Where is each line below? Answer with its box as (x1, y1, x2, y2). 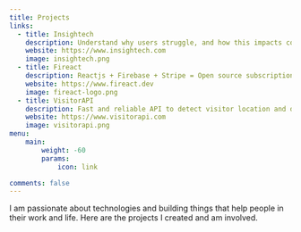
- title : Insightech (17, 29, 94, 38)
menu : (9, 129, 30, 138)
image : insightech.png (25, 54, 110, 63)
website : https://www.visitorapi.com (25, 112, 167, 121)
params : (41, 153, 70, 163)
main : (25, 137, 47, 146)
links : (9, 21, 34, 30)
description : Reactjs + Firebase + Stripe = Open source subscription (25, 71, 295, 80)
